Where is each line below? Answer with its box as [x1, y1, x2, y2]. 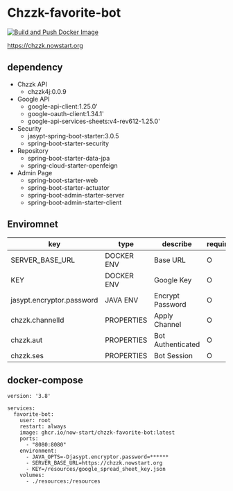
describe [162, 239, 192, 248]
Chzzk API [17, 80, 47, 88]
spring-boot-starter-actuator [27, 183, 110, 192]
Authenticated [153, 339, 200, 349]
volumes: [19, 472, 45, 479]
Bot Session [153, 351, 193, 360]
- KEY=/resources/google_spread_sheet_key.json [25, 466, 166, 473]
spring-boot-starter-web [27, 176, 98, 184]
